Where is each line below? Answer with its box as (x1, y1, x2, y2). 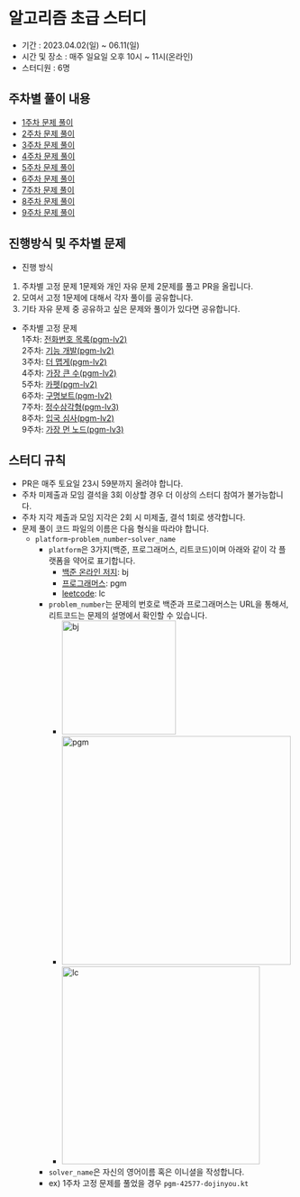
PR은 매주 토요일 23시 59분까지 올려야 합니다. (21, 479, 184, 489)
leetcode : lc (61, 588, 105, 599)
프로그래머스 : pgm (61, 578, 127, 589)
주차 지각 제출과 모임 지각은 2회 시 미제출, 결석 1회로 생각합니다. (21, 512, 246, 523)
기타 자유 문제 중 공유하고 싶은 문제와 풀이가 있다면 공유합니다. (21, 303, 241, 314)
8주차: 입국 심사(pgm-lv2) (21, 412, 114, 424)
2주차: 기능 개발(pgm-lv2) (21, 344, 114, 356)
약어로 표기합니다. (72, 555, 136, 566)
